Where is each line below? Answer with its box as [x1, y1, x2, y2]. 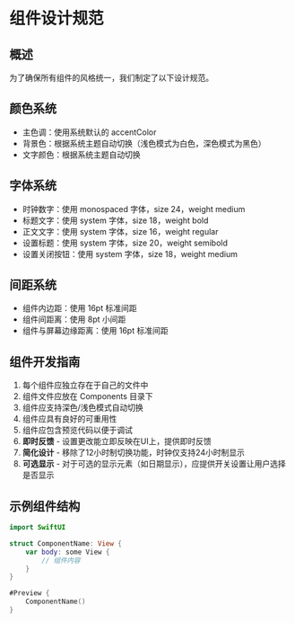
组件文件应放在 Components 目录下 [22, 391, 154, 402]
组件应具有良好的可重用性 [22, 414, 117, 424]
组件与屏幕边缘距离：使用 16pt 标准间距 [22, 325, 169, 336]
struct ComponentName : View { [9, 538, 123, 548]
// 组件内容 [41, 556, 81, 565]
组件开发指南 [9, 354, 81, 369]
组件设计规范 [9, 8, 105, 29]
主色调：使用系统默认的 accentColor [22, 127, 157, 138]
